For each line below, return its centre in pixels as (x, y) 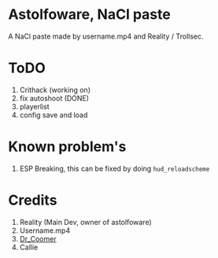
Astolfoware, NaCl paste (89, 15)
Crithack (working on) (55, 90)
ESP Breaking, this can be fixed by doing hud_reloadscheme (115, 168)
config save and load (54, 115)
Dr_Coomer (38, 238)
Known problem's (67, 147)
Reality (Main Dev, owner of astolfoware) (85, 222)
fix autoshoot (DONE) (54, 98)
